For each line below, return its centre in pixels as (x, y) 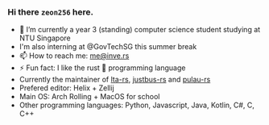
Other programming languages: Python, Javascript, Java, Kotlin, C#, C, (137, 105)
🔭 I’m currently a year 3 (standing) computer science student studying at (140, 30)
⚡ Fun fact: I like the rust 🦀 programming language (102, 68)
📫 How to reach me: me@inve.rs (74, 56)
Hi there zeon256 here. (51, 12)
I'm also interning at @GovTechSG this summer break (108, 47)
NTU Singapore (45, 38)
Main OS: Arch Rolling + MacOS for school (89, 97)
